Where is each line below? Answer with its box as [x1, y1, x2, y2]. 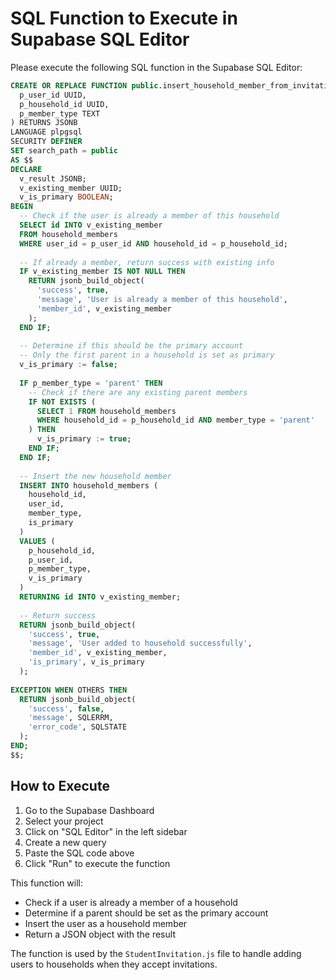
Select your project [24, 815, 104, 827]
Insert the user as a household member [24, 917, 188, 929]
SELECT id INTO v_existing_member [19, 220, 163, 231]
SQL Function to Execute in [10, 7, 238, 30]
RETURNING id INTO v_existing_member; [19, 592, 182, 602]
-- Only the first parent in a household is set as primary [19, 350, 275, 361]
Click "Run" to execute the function [24, 857, 171, 869]
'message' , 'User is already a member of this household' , [36, 295, 288, 305]
